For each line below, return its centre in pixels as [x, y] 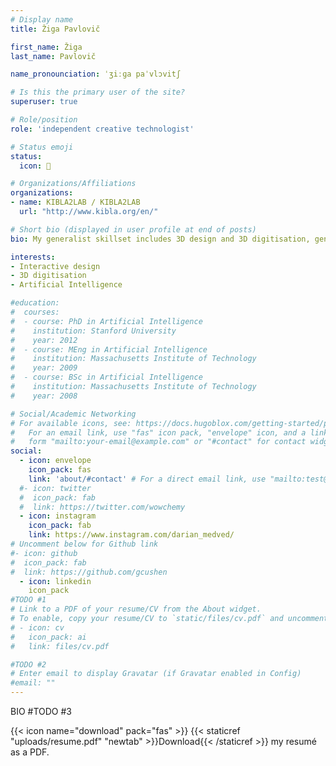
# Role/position [44, 120]
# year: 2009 [44, 368]
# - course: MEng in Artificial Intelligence [109, 349]
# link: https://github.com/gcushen [89, 572]
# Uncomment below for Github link [84, 544]
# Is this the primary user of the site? [98, 92]
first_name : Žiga [46, 47]
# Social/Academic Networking [73, 414]
